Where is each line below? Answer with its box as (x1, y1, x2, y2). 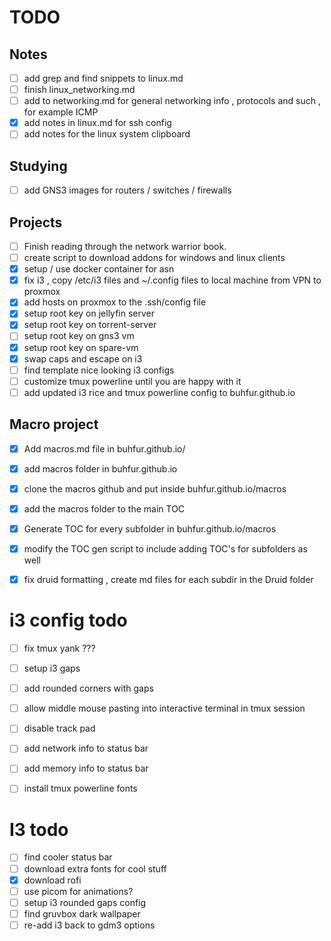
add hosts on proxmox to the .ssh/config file (23, 296, 207, 308)
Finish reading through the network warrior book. (23, 241, 227, 252)
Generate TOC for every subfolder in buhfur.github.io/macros (23, 522, 277, 535)
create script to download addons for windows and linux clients (23, 252, 286, 264)
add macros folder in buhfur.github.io (23, 462, 178, 475)
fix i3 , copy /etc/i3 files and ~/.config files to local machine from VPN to (23, 274, 322, 286)
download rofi (23, 874, 82, 886)
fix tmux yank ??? (23, 642, 96, 654)
